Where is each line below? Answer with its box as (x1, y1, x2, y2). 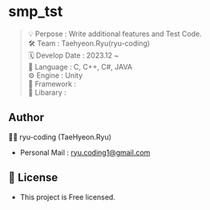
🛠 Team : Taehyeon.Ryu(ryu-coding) (27, 38, 151, 48)
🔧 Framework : (27, 79, 76, 88)
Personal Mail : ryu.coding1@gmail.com (19, 147, 151, 157)
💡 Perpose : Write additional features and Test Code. (27, 29, 202, 38)
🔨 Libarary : (27, 87, 67, 97)
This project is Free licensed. (19, 192, 116, 202)
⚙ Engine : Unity (27, 71, 83, 80)
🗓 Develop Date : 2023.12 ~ (27, 50, 119, 60)
